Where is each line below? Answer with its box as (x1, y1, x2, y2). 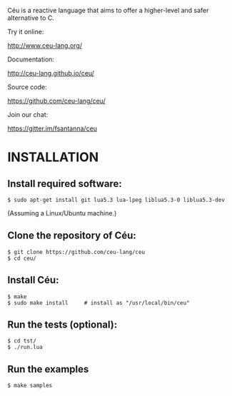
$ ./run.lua (7, 344, 43, 351)
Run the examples (7, 363, 89, 375)
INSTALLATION (7, 149, 99, 166)
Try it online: (7, 28, 44, 36)
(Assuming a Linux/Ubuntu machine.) (7, 209, 117, 217)
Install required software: (7, 178, 123, 190)
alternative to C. (7, 14, 55, 22)
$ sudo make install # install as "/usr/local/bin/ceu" (7, 299, 191, 306)
